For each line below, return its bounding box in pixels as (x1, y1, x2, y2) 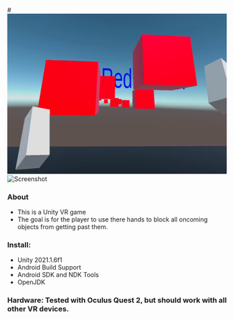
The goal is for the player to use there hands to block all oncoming (17, 215, 208, 224)
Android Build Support (17, 263, 81, 272)
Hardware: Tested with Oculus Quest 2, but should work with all (7, 295, 227, 305)
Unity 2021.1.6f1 (17, 256, 63, 264)
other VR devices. (7, 304, 70, 314)
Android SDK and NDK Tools (17, 271, 100, 279)
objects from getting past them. (17, 223, 108, 231)
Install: (7, 240, 31, 250)
